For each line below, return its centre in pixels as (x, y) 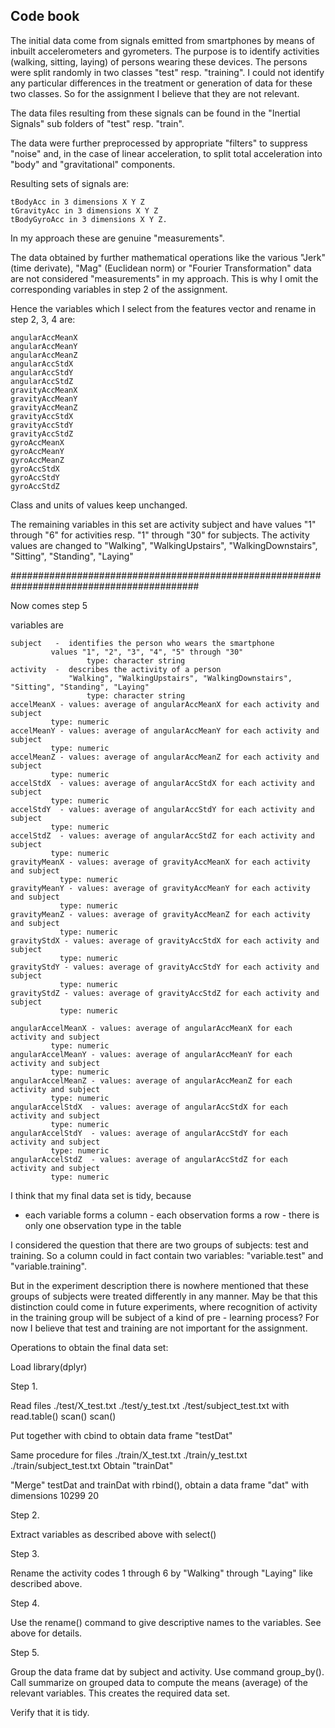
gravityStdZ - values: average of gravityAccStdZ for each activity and (165, 993)
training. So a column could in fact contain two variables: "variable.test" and (167, 1255)
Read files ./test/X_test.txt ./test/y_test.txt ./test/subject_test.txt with (150, 1405)
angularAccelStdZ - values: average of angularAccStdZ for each (149, 1159)
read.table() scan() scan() (63, 1416)
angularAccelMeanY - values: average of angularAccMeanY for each (151, 1054)
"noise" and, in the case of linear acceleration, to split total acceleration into (166, 153)
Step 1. (24, 1386)
